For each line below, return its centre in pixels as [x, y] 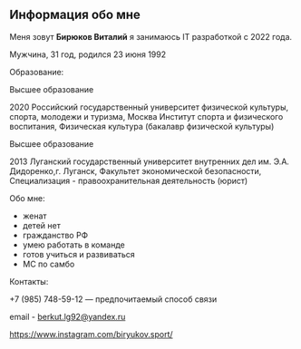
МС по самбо [49, 264]
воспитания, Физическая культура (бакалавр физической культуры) [142, 126]
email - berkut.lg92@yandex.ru [68, 316]
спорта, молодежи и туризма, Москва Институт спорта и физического [146, 116]
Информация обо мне [75, 15]
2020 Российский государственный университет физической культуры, [149, 107]
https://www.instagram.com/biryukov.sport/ [92, 334]
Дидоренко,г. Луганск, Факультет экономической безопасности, [136, 170]
